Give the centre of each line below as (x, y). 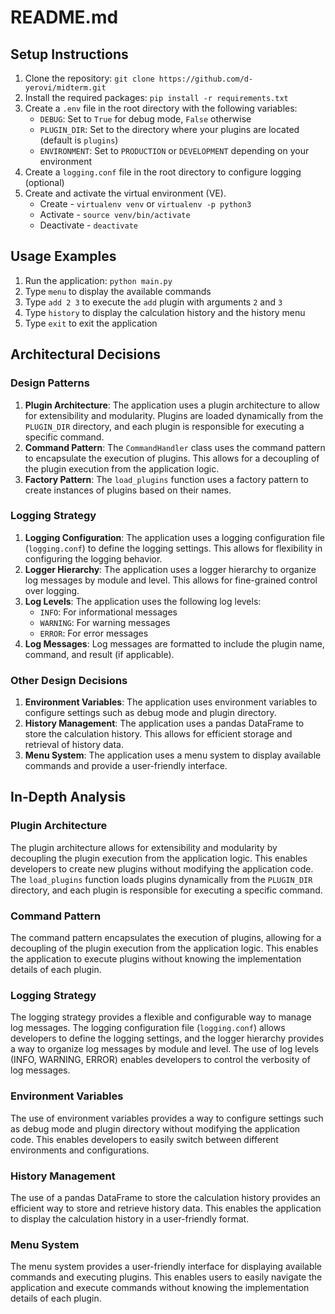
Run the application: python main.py (98, 280)
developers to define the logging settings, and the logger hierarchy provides (167, 1038)
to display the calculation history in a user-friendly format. (130, 1218)
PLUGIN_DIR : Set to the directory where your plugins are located (169, 129)
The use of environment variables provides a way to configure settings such (167, 1118)
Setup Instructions (69, 54)
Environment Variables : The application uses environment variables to (171, 702)
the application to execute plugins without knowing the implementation (156, 959)
